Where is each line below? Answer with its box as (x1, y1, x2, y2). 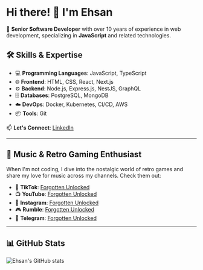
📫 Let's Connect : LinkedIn (6, 124, 74, 131)
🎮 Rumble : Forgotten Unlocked (14, 206, 95, 213)
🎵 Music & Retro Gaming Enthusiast (6, 149, 142, 160)
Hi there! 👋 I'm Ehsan (6, 5, 113, 19)
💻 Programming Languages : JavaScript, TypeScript (14, 69, 147, 77)
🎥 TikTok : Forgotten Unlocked (14, 183, 90, 190)
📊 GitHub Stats (6, 238, 65, 248)
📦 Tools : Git (14, 110, 47, 117)
